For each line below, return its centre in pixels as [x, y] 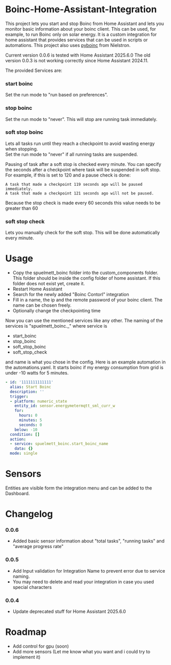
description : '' [27, 391]
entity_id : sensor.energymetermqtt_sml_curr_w [65, 406]
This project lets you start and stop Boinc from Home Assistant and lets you [85, 23]
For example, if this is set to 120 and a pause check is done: [68, 175]
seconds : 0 [30, 425]
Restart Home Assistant [38, 289]
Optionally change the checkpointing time [57, 311]
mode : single [24, 453]
